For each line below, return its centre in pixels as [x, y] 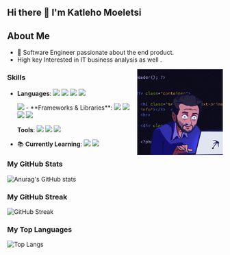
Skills [16, 77]
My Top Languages [40, 230]
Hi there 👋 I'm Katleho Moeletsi [74, 13]
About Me [28, 36]
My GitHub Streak [37, 197]
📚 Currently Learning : [50, 144]
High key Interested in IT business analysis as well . [89, 60]
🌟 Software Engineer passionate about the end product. [95, 53]
